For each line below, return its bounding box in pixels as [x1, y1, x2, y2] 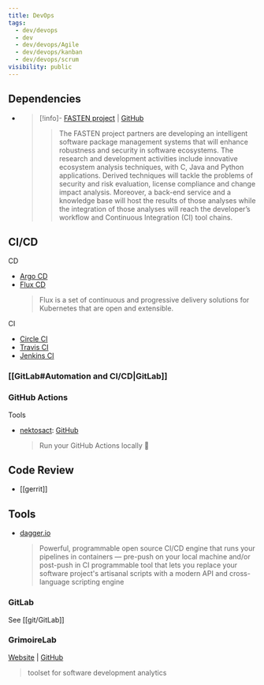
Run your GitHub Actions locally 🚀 [39, 440, 150, 450]
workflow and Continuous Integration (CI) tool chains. [58, 213, 233, 222]
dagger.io [19, 529, 51, 538]
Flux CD [19, 280, 46, 289]
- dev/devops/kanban [15, 48, 83, 56]
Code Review [8, 463, 75, 476]
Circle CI [19, 334, 48, 344]
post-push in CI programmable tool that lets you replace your [39, 560, 238, 570]
